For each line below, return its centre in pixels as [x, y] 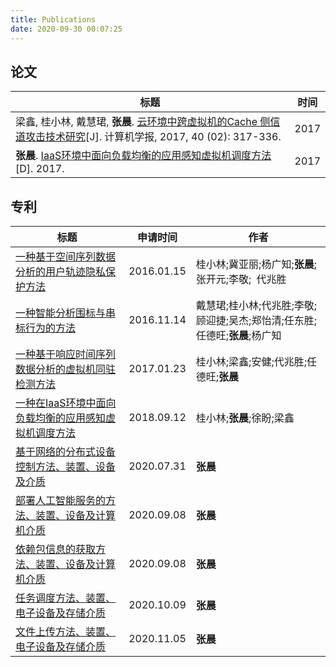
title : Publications [53, 19]
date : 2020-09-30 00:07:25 [66, 29]
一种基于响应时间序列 [66, 354]
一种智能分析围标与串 [66, 313]
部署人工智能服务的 [61, 501]
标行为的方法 [46, 328]
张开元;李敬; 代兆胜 [241, 279]
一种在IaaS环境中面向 [66, 403]
